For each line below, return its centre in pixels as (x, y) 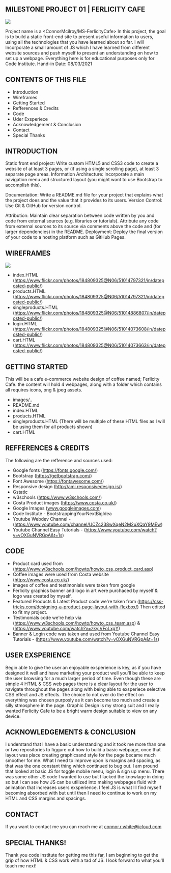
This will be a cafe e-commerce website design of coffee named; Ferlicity (82, 379)
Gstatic (20, 492)
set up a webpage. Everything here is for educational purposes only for (80, 58)
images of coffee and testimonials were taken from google (74, 585)
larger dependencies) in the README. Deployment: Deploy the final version (84, 232)
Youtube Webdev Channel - (42, 519)
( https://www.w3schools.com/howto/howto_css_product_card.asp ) (83, 569)
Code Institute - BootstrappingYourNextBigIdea (62, 513)
